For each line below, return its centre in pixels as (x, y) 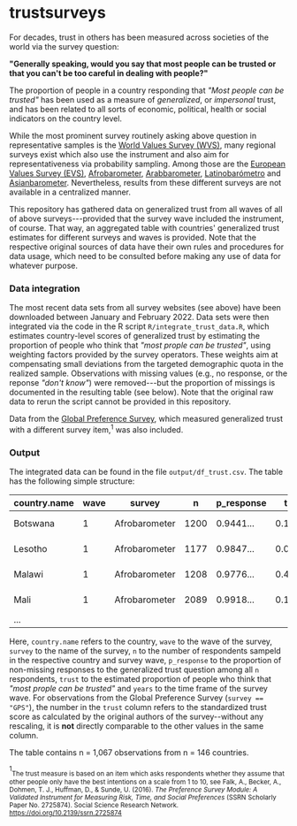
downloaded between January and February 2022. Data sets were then (139, 317)
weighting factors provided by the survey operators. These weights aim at (144, 355)
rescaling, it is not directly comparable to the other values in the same (137, 726)
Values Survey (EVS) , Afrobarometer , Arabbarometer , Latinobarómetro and (145, 173)
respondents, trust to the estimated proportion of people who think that (141, 679)
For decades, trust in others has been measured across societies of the (139, 37)
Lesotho (30, 549)
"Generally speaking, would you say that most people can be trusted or (143, 64)
